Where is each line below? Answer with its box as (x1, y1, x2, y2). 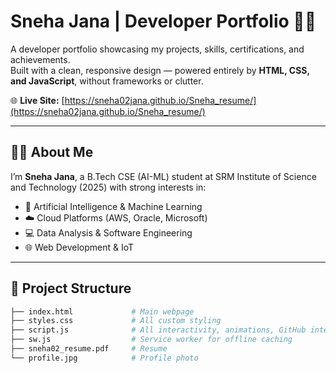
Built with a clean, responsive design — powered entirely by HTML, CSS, (10, 64, 310, 76)
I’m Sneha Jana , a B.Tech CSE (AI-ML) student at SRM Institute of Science (10, 170, 317, 182)
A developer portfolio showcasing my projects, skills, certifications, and (10, 43, 305, 55)
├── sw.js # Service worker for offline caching (10, 335, 293, 345)
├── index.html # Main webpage (10, 306, 195, 317)
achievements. (10, 53, 71, 65)
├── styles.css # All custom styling (10, 316, 222, 326)
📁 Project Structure (10, 280, 132, 297)
